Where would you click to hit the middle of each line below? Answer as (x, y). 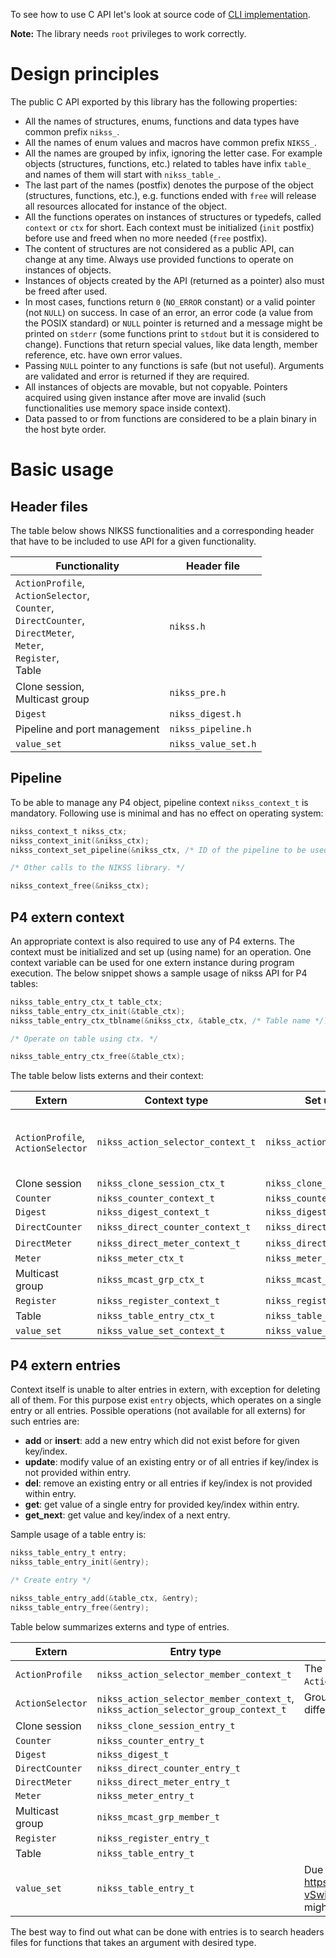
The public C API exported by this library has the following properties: (154, 101)
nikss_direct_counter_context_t (174, 1227)
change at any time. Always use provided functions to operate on (159, 259)
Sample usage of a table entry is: (78, 1535)
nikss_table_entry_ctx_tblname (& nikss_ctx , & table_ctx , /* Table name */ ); (171, 1020)
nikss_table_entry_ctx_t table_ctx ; (86, 1002)
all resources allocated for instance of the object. (126, 206)
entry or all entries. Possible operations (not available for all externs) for (158, 1411)
